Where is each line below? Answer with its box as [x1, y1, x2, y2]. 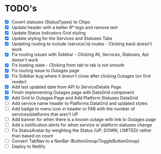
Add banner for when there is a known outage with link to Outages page [11, 116, 156, 122]
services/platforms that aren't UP [11, 111, 78, 117]
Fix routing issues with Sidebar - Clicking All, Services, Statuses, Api [11, 51, 149, 57]
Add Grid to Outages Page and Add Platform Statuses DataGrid [11, 95, 138, 101]
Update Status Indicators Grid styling [11, 30, 86, 36]
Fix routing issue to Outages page [11, 68, 80, 73]
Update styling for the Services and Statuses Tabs [11, 35, 112, 41]
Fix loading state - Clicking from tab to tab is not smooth [11, 62, 125, 68]
